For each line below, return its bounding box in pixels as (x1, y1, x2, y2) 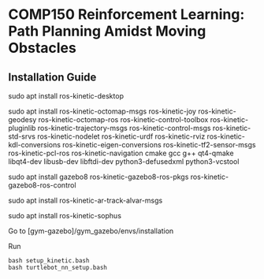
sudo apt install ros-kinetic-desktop (8, 91, 125, 100)
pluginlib (8, 124, 36, 132)
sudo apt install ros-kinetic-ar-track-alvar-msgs (8, 195, 163, 205)
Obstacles (8, 39, 76, 57)
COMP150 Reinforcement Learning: (8, 6, 245, 24)
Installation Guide (8, 70, 97, 84)
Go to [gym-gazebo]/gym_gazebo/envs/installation (8, 226, 174, 236)
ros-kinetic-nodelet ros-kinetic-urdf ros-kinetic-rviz (36, 132, 206, 141)
